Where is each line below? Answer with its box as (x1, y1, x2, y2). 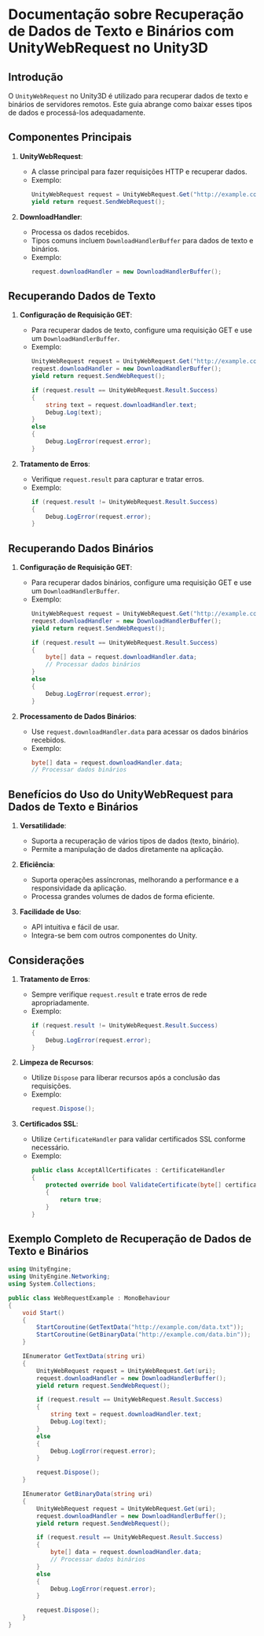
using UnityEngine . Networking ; (8, 1273, 111, 1281)
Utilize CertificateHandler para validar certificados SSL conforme (31, 1134, 246, 1144)
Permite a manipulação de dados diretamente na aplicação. (31, 845, 224, 854)
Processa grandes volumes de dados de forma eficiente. (31, 892, 215, 901)
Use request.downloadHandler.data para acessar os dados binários (31, 727, 249, 736)
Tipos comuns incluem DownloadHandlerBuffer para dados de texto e (31, 235, 254, 245)
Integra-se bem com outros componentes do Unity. (31, 931, 198, 940)
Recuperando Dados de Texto (8, 289, 156, 302)
